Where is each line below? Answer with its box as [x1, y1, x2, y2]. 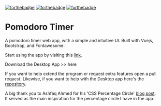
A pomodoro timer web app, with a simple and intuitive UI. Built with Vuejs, [5, 37, 154, 43]
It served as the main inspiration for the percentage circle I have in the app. [5, 95, 155, 101]
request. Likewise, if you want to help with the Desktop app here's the [5, 76, 144, 82]
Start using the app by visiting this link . [5, 52, 82, 58]
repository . [5, 81, 27, 87]
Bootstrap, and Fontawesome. [5, 43, 65, 48]
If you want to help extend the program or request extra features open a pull [5, 71, 157, 76]
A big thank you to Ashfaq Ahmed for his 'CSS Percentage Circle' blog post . [5, 90, 156, 96]
